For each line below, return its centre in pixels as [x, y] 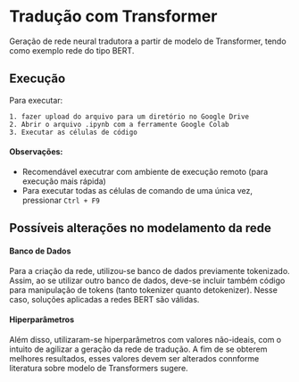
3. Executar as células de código [74, 132]
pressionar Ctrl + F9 [61, 200]
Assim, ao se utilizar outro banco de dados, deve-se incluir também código [147, 280]
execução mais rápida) [64, 181]
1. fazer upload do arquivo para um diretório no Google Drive [129, 116]
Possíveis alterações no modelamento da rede [141, 228]
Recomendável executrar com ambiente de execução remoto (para [145, 171]
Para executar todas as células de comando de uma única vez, [137, 190]
